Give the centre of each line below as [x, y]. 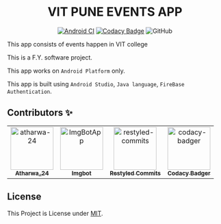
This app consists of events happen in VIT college [78, 44]
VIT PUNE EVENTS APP [115, 12]
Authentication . [30, 91]
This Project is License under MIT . [55, 213]
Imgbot [81, 173]
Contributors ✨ [40, 113]
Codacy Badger [189, 173]
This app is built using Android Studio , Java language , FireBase [96, 84]
